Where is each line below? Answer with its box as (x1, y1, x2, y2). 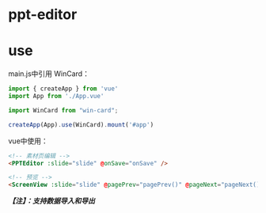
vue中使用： (8, 136, 49, 146)
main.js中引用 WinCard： (8, 69, 89, 78)
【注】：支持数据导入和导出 (8, 196, 95, 206)
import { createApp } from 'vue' (8, 85, 119, 93)
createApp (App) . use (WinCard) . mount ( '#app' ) (8, 120, 154, 128)
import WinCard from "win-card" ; (8, 106, 119, 114)
